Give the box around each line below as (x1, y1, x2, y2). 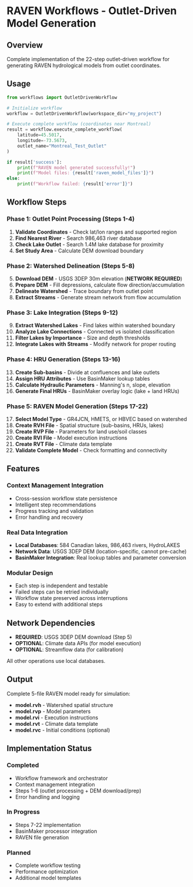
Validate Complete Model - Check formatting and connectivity (15, 446, 168, 453)
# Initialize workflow (6, 105, 62, 111)
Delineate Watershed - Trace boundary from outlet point (15, 288, 153, 295)
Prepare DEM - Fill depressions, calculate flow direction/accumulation (15, 281, 185, 289)
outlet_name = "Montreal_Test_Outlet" (17, 143, 107, 149)
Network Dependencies (6, 618, 96, 628)
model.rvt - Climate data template (15, 720, 99, 727)
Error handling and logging (15, 793, 80, 801)
